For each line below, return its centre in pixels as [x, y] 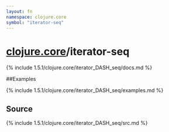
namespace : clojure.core [36, 17]
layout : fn [19, 11]
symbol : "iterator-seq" [35, 22]
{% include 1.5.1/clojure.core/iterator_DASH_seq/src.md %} [77, 123]
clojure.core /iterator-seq [68, 51]
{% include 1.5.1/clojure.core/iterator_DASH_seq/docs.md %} [79, 67]
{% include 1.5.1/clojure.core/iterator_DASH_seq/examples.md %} [85, 90]
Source [20, 109]
